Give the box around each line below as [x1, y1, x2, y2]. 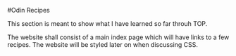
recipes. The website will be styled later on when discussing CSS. [7, 41, 199, 48]
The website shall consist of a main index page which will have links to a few [7, 33, 230, 41]
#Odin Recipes [7, 6, 51, 14]
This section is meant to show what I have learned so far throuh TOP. [7, 20, 208, 27]
